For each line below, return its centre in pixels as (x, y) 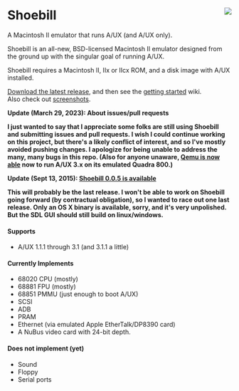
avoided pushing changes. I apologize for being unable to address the (113, 149)
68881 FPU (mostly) (47, 287)
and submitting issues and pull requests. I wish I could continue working (116, 134)
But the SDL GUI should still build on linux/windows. (85, 214)
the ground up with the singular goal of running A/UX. (86, 56)
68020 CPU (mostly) (48, 279)
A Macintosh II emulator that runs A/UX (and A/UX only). (90, 35)
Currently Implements (41, 263)
